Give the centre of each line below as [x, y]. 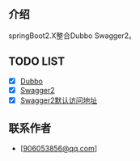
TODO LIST [37, 62]
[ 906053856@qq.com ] [58, 148]
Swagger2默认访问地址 [59, 100]
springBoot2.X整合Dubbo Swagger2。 [72, 36]
